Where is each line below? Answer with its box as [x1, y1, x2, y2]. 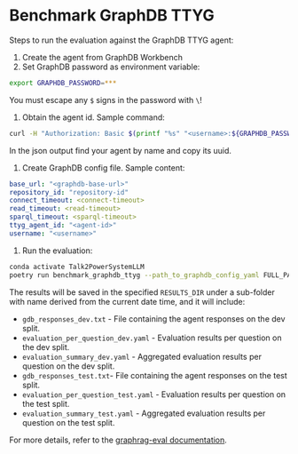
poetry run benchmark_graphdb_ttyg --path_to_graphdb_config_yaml [9, 270, 260, 280]
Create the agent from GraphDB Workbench [21, 52, 184, 62]
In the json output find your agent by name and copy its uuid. [9, 145, 232, 155]
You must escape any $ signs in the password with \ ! [9, 94, 202, 105]
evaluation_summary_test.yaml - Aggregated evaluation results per [21, 408, 266, 418]
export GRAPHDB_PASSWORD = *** [9, 78, 117, 87]
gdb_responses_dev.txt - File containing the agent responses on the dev [21, 313, 286, 324]
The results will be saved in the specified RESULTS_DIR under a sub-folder [9, 286, 275, 298]
